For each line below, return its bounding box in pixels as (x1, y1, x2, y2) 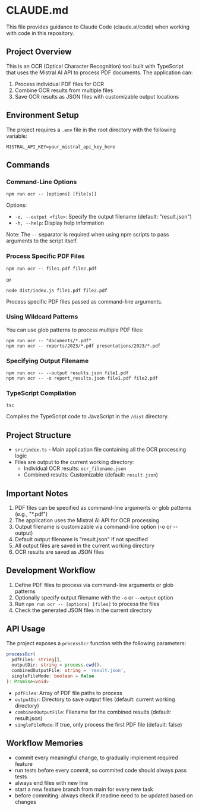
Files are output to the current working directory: (14, 459, 134, 466)
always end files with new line (14, 779, 89, 786)
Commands (6, 160, 50, 170)
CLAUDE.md (6, 4, 69, 17)
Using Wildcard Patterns (6, 313, 78, 321)
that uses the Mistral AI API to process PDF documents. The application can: (6, 69, 193, 76)
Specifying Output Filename (6, 356, 89, 365)
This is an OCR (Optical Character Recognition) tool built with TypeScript (6, 62, 184, 70)
